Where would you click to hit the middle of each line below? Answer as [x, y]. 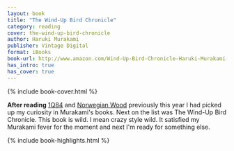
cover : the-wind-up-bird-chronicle [59, 33]
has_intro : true [31, 65]
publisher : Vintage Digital [48, 46]
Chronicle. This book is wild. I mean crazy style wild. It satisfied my [103, 119]
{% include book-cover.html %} [52, 91]
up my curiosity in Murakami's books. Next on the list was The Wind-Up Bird [117, 112]
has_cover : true [31, 71]
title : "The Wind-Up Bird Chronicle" [62, 20]
